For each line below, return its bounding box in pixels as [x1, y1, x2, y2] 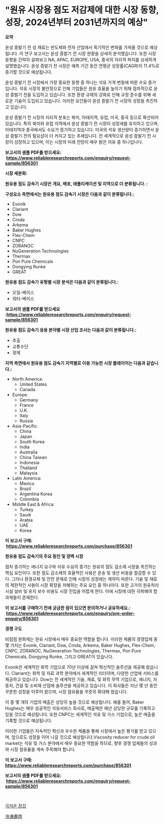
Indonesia [19, 459, 40, 465]
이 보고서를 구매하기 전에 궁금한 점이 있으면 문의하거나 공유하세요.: [5, 605, 131, 611]
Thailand [19, 465, 38, 471]
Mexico [19, 480, 35, 486]
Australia [19, 449, 38, 455]
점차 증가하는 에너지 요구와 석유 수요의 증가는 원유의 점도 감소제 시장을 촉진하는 [5, 564, 157, 569]
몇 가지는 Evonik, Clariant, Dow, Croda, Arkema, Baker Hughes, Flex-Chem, [5, 642, 156, 648]
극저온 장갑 [5, 803, 26, 809]
